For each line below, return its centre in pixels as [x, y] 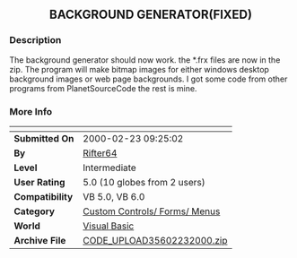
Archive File [40, 240]
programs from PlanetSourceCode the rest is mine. [103, 88]
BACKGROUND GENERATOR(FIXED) [151, 15]
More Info [31, 111]
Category [35, 211]
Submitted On [44, 138]
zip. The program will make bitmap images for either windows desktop [139, 69]
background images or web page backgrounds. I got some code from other [148, 79]
